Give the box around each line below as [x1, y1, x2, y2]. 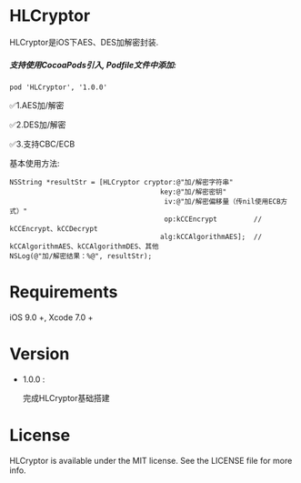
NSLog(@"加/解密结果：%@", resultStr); [9, 251, 153, 260]
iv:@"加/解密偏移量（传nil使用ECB [164, 196, 281, 206]
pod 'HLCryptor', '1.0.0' [9, 83, 107, 92]
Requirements [9, 282, 118, 303]
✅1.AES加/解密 [9, 99, 65, 110]
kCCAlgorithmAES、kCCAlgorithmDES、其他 [9, 242, 159, 251]
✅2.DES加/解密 [9, 119, 66, 130]
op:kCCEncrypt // [164, 215, 262, 224]
